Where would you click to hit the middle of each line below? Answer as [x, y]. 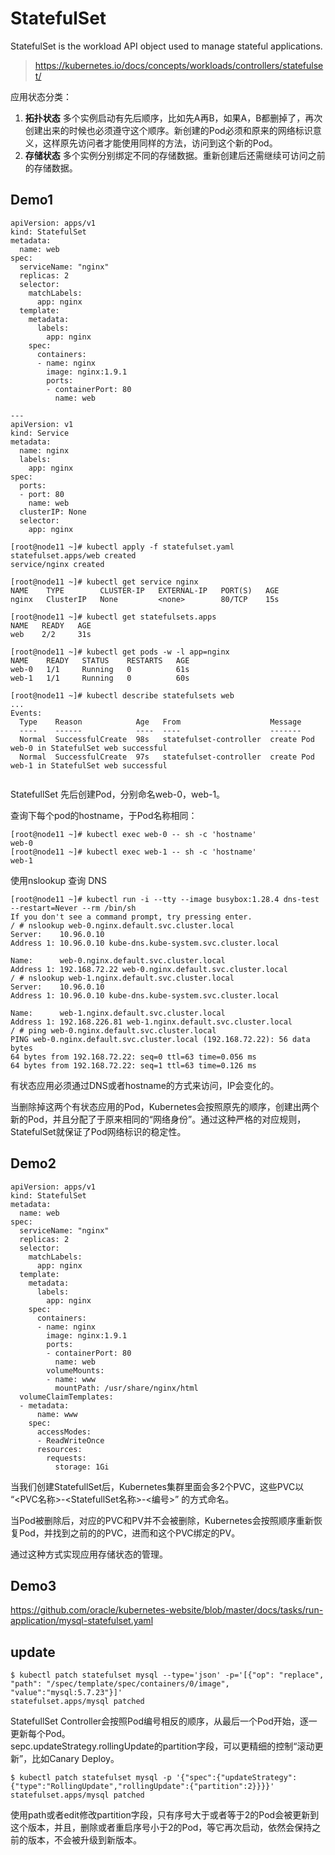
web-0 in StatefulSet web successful [89, 748]
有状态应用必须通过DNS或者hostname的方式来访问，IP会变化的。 [145, 1085]
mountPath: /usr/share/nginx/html [126, 1388]
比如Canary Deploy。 [75, 1759]
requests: [66, 1458]
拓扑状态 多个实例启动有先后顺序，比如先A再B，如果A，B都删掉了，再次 [173, 118]
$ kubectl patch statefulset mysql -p [91, 1778]
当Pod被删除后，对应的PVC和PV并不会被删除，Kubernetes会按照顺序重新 [162, 1520]
